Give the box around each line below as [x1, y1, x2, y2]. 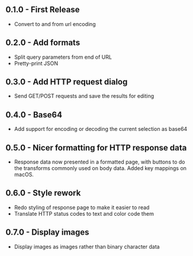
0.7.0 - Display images [5, 228, 89, 238]
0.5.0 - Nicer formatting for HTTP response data [5, 142, 187, 153]
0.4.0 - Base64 [5, 110, 63, 120]
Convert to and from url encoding [14, 20, 96, 27]
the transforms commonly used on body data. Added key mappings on [14, 165, 187, 172]
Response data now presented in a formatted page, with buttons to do [14, 158, 185, 165]
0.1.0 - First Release [5, 5, 80, 15]
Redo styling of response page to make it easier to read [14, 204, 150, 211]
